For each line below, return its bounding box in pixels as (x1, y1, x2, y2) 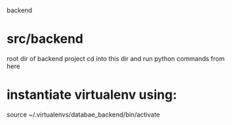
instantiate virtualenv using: (6, 87, 177, 103)
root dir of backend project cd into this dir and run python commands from (6, 54, 225, 62)
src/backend (6, 31, 83, 47)
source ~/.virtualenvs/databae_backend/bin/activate (6, 110, 161, 119)
